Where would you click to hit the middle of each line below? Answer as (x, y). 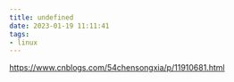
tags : (19, 34)
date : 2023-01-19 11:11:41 (59, 26)
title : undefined (42, 17)
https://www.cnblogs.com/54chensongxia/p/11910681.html (117, 68)
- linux (24, 42)
